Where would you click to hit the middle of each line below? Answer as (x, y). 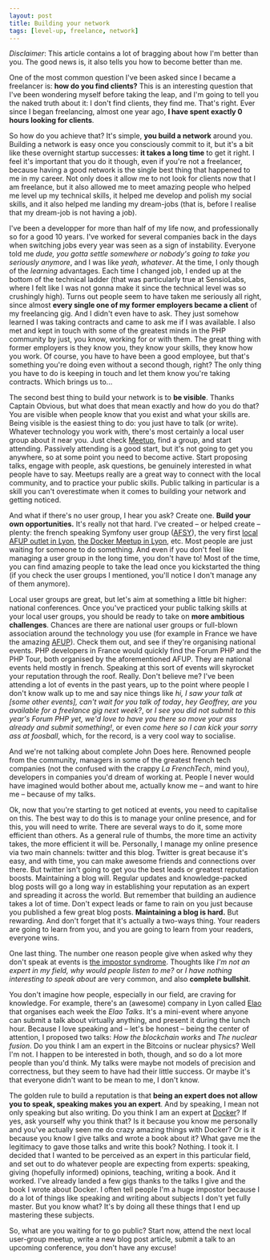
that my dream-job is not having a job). (73, 213)
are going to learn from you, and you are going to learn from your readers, (131, 930)
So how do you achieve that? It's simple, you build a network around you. (131, 136)
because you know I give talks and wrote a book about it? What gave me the (135, 1139)
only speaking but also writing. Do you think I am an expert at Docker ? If (128, 1113)
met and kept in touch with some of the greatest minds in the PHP (118, 331)
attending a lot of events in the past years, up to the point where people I (129, 685)
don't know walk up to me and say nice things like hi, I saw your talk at (126, 693)
